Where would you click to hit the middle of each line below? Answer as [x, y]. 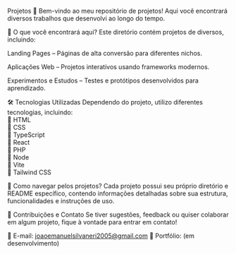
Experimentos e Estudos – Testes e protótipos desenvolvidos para [103, 80]
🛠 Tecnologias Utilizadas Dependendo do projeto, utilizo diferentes [105, 102]
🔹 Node [18, 157]
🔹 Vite [16, 165]
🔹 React [19, 142]
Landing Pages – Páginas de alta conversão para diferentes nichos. [105, 53]
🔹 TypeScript [26, 135]
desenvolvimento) [33, 243]
